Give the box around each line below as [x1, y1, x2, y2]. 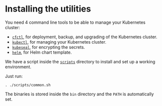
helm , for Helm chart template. [12, 49, 72, 55]
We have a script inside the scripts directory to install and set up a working [5, 59, 156, 64]
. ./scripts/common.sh [5, 82, 51, 88]
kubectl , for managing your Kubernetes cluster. [12, 39, 106, 45]
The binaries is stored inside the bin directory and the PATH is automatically [5, 91, 154, 97]
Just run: [5, 73, 23, 79]
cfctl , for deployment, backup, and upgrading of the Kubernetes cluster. [12, 34, 158, 40]
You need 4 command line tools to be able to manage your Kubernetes [5, 19, 146, 25]
